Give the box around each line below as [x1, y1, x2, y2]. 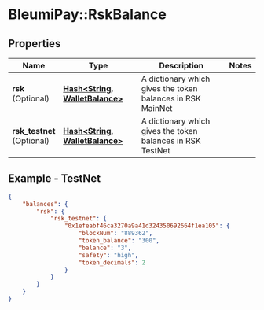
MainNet [141, 103, 173, 113]
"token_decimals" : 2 [78, 258, 146, 267]
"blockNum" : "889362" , [78, 230, 153, 238]
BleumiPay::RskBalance [8, 6, 167, 24]
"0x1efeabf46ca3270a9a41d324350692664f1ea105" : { [64, 222, 230, 230]
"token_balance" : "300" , [78, 237, 159, 245]
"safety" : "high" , [78, 251, 139, 259]
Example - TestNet [8, 172, 101, 186]
